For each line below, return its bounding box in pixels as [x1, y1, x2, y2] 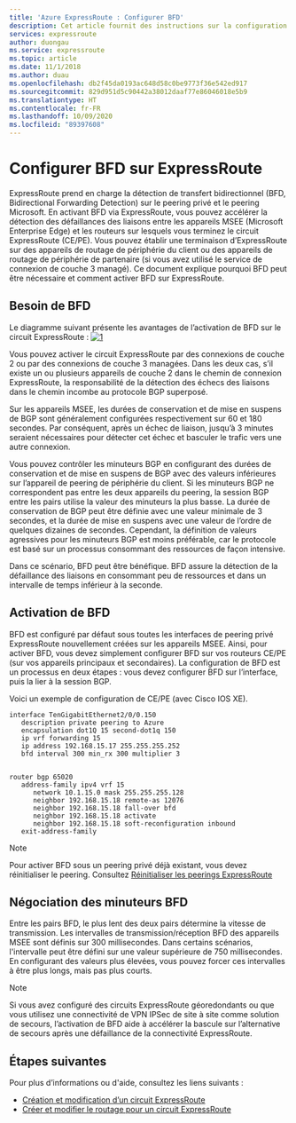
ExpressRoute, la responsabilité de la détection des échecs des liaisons [9, 376, 270, 387]
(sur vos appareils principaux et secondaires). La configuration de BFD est [9, 657, 281, 668]
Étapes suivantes [9, 1054, 107, 1069]
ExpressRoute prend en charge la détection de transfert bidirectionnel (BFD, [9, 187, 286, 198]
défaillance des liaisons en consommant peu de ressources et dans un [9, 570, 267, 581]
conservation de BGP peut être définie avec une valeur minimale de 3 [9, 505, 263, 516]
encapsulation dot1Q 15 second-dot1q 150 [20, 725, 176, 735]
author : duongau [9, 37, 69, 47]
